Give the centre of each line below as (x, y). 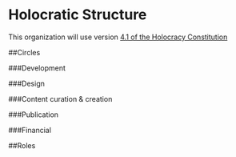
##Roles (22, 145)
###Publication (33, 115)
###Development (37, 68)
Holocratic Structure (78, 15)
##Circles (24, 52)
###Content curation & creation (60, 99)
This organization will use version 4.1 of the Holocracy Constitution (118, 37)
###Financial (30, 130)
